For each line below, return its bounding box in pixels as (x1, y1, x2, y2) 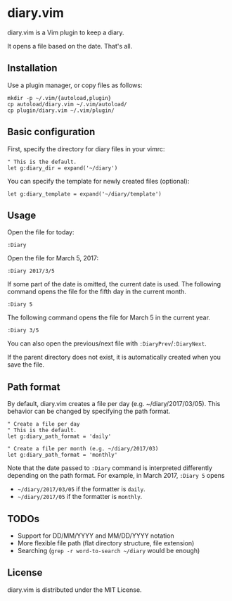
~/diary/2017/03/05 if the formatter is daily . (17, 485, 146, 493)
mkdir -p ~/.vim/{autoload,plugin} (7, 94, 112, 101)
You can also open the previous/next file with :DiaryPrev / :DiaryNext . (7, 339, 207, 348)
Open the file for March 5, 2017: (7, 254, 99, 262)
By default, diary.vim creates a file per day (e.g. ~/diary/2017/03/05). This (7, 400, 221, 408)
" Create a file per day (7, 421, 80, 428)
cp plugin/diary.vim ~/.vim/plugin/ (7, 107, 115, 114)
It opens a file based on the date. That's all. (7, 42, 133, 50)
